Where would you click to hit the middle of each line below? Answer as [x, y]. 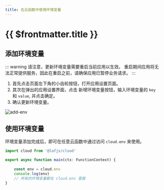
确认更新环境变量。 [32, 102]
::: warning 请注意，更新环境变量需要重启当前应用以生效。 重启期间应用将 [80, 66]
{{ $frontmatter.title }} [52, 34]
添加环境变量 [25, 54]
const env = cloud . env [37, 169]
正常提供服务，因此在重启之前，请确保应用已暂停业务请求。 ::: [72, 73]
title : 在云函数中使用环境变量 [33, 10]
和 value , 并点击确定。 [35, 96]
